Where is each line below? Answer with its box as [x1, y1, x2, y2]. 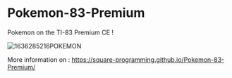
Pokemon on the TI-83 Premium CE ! [7, 28, 114, 37]
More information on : [7, 55, 71, 64]
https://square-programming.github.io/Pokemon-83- [71, 55, 225, 64]
